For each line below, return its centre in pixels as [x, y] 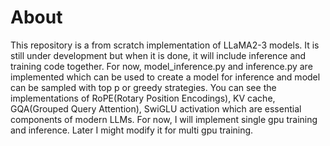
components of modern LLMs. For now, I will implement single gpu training [164, 119]
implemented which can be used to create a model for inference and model [165, 77]
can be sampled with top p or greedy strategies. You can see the [143, 87]
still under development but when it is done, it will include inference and [158, 55]
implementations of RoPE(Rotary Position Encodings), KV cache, [143, 98]
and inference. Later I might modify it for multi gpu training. [132, 130]
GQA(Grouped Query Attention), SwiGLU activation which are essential [156, 108]
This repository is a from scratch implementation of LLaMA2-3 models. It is [165, 45]
